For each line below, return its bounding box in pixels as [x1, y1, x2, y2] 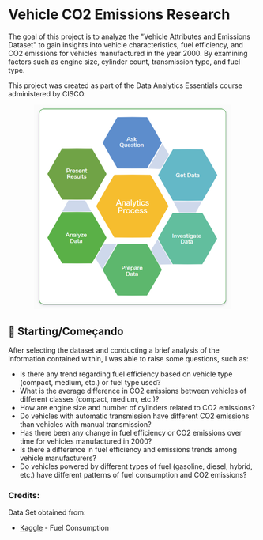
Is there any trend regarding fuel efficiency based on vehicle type [19, 369, 233, 379]
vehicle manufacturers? [19, 453, 97, 463]
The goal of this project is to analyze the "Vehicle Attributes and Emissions [8, 32, 251, 41]
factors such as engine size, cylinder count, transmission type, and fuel [8, 57, 241, 66]
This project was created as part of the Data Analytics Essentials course [8, 81, 243, 90]
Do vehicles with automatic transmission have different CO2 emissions [19, 411, 250, 421]
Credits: [8, 490, 40, 501]
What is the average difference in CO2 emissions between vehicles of [19, 386, 247, 396]
